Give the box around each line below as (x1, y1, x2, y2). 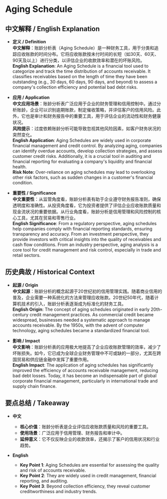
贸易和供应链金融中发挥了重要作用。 (16, 356, 91, 362)
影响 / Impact (12, 338, 40, 344)
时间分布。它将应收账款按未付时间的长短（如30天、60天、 (38, 51, 159, 57)
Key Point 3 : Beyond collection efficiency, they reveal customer (19, 483, 151, 489)
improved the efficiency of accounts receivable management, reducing (12, 367, 159, 373)
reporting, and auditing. (19, 478, 68, 484)
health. (12, 164, 27, 170)
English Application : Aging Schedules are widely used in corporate (12, 137, 151, 143)
